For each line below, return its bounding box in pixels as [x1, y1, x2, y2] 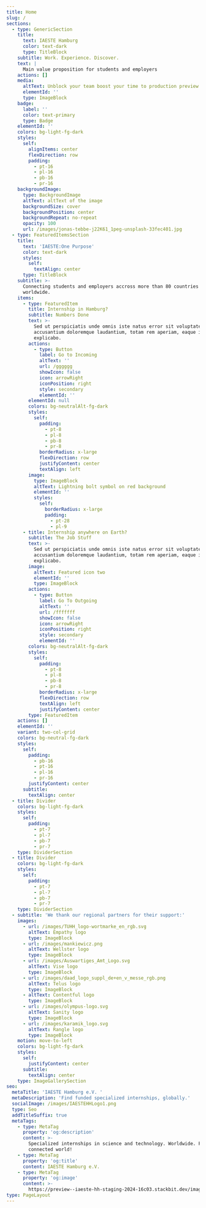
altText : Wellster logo [28, 946, 89, 953]
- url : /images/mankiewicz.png [22, 941, 103, 947]
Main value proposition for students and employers [22, 66, 158, 73]
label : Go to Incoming [39, 352, 97, 358]
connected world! [28, 1147, 72, 1153]
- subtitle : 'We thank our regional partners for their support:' [12, 912, 185, 918]
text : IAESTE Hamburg [22, 38, 78, 44]
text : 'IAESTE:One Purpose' [22, 243, 95, 250]
